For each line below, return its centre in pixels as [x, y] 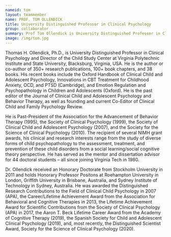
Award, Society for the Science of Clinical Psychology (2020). [70, 228]
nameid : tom [18, 10]
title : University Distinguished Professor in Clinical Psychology [78, 24]
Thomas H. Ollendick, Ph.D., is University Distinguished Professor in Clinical [85, 53]
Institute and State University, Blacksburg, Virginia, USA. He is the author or [84, 63]
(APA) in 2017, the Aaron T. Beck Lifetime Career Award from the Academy [83, 212]
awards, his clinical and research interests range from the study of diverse [83, 138]
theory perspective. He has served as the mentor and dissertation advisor [83, 154]
